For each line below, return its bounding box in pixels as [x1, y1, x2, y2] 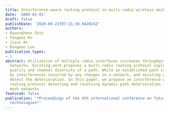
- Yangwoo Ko [5, 35, 33, 40]
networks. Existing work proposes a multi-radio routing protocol [10, 63, 152, 68]
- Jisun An [5, 40, 28, 45]
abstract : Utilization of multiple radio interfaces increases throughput [5, 58, 165, 63]
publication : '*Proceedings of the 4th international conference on [5, 95, 152, 100]
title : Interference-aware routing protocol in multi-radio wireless [5, 7, 154, 12]
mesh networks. [10, 86, 42, 91]
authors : [5, 26, 24, 31]
